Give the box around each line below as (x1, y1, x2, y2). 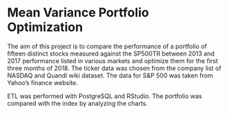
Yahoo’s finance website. (7, 78, 78, 87)
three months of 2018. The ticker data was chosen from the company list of (7, 64, 222, 72)
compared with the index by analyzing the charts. (7, 99, 148, 107)
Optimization (7, 19, 83, 35)
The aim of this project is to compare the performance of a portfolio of (7, 42, 207, 50)
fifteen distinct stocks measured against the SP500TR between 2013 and (7, 49, 215, 58)
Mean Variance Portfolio (7, 5, 149, 21)
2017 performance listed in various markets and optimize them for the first (7, 56, 218, 65)
